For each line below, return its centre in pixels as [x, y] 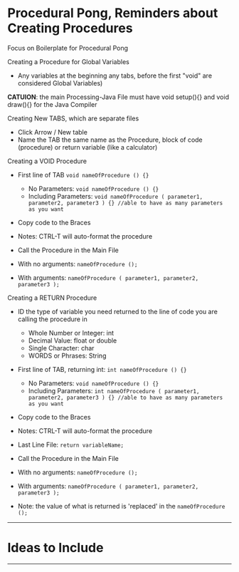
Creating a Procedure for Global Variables [68, 61]
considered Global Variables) [60, 83]
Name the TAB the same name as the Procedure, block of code [110, 140]
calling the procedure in [52, 319]
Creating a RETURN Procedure [52, 298]
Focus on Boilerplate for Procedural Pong [68, 48]
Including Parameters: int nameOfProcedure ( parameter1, [114, 390]
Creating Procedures [70, 28]
